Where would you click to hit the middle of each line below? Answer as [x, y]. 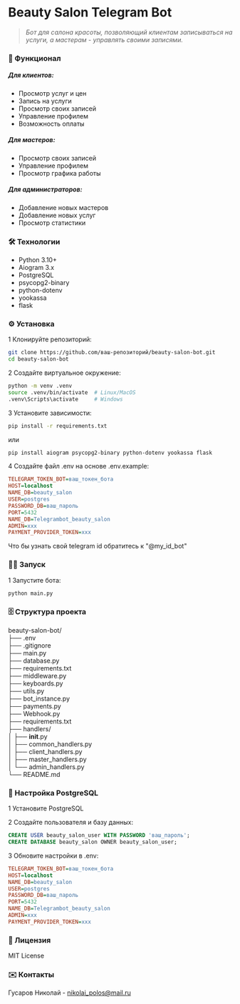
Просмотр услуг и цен [52, 93]
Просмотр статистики [52, 223]
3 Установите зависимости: [50, 413]
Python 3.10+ [38, 260]
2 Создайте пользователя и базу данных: [71, 823]
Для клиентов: [31, 75]
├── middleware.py [37, 676]
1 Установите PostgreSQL [46, 808]
